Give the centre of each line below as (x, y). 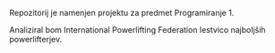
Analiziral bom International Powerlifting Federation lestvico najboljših (137, 30)
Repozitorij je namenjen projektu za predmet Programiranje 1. (122, 13)
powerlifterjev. (36, 39)
